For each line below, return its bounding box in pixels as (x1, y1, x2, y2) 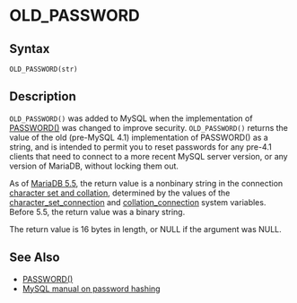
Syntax (9, 41, 50, 56)
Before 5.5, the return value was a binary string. (9, 206, 186, 217)
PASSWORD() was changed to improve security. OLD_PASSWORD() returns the (9, 122, 289, 133)
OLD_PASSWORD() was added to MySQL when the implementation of (9, 113, 253, 124)
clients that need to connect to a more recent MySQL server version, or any (9, 151, 289, 161)
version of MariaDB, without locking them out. (9, 160, 179, 171)
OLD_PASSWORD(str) (9, 65, 78, 74)
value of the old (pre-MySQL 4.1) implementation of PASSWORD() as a (9, 132, 269, 143)
